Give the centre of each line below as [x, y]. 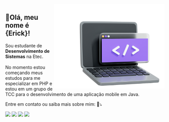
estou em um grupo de [29, 89]
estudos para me [23, 78]
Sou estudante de [24, 45]
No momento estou [25, 67]
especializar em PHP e [29, 83]
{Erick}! [18, 33]
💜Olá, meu [22, 18]
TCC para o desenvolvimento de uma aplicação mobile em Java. [72, 94]
